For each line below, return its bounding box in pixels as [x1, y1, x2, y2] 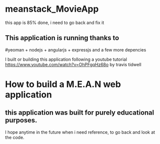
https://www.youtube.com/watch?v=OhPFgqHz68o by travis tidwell [5, 61, 141, 67]
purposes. [5, 116, 38, 124]
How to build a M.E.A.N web [5, 78, 121, 90]
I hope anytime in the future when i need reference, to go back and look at [5, 129, 156, 135]
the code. [5, 134, 25, 140]
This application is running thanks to [5, 34, 119, 42]
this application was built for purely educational [5, 109, 155, 117]
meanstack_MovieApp [5, 3, 99, 15]
